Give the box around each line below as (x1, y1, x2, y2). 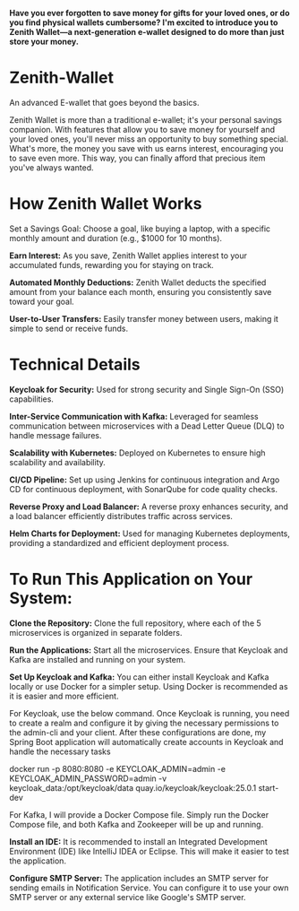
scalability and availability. (9, 456, 106, 467)
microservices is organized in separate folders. (9, 627, 183, 638)
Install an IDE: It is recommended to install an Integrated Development (9, 836, 269, 846)
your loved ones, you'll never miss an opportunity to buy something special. (9, 134, 289, 144)
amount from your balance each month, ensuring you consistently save (9, 286, 272, 297)
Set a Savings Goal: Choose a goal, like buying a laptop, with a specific (9, 223, 271, 234)
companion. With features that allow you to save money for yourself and (9, 124, 276, 134)
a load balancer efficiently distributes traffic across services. (9, 510, 233, 521)
